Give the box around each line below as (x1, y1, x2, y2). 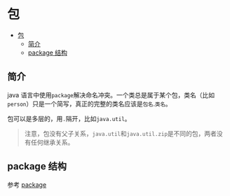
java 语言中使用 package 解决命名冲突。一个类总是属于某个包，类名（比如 (7, 90, 215, 99)
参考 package (7, 180, 47, 189)
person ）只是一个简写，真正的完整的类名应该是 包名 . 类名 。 (7, 99, 172, 108)
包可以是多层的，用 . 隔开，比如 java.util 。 (7, 114, 131, 122)
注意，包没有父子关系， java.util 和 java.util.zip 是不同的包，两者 (24, 129, 217, 137)
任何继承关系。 (30, 138, 74, 146)
